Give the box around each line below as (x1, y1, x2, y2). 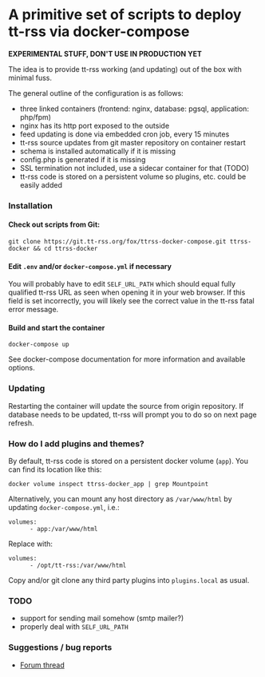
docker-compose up (8, 341, 69, 349)
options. (8, 363, 36, 373)
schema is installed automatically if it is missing (19, 146, 176, 156)
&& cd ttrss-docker (33, 245, 98, 253)
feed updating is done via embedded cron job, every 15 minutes (19, 129, 230, 139)
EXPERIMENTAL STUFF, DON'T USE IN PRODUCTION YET (8, 49, 202, 58)
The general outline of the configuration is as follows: (8, 88, 184, 97)
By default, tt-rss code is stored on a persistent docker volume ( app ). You (8, 457, 249, 466)
